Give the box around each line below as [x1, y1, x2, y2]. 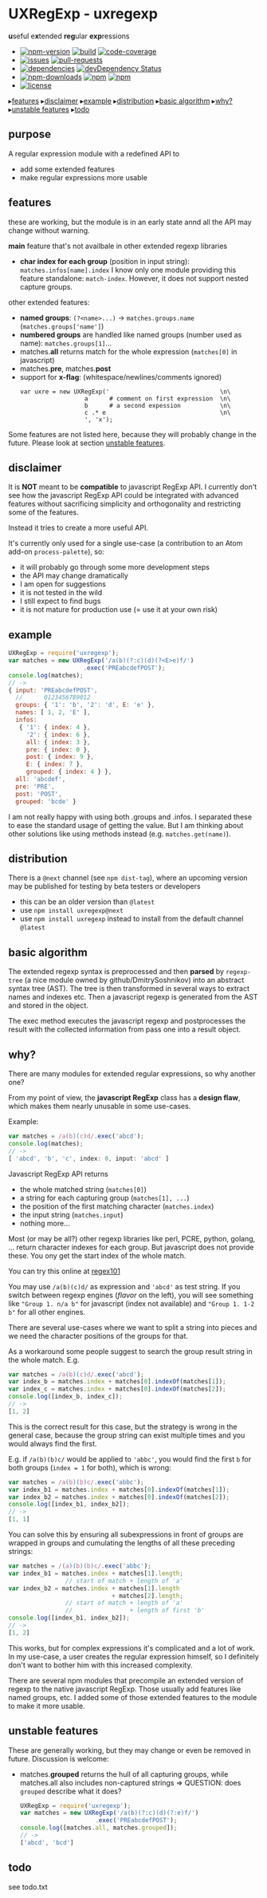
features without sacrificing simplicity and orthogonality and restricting [8, 499, 241, 509]
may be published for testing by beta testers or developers [8, 882, 201, 891]
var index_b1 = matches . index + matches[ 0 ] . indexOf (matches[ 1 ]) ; [8, 1486, 230, 1494]
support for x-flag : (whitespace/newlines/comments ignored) [19, 372, 222, 381]
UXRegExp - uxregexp [8, 5, 158, 23]
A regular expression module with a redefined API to [8, 148, 180, 158]
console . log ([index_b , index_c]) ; [8, 1393, 124, 1401]
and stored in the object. [8, 1000, 89, 1010]
